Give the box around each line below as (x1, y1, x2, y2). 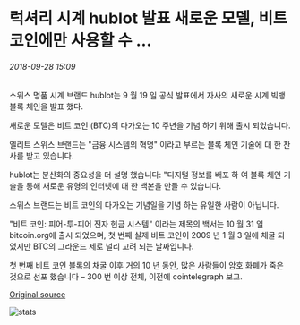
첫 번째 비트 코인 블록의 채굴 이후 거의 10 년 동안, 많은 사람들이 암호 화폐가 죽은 (9, 261, 284, 271)
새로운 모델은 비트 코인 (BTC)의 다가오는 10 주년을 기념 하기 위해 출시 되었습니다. (9, 120, 291, 131)
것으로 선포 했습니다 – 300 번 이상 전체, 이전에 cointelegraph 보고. (9, 271, 244, 282)
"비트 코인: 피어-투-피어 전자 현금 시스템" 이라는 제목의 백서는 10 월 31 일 (9, 218, 264, 229)
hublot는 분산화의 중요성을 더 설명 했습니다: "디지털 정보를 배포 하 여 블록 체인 (9, 169, 282, 180)
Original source (9, 289, 66, 300)
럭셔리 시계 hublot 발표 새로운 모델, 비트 (9, 8, 288, 29)
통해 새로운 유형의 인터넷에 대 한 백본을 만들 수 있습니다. (25, 181, 222, 192)
